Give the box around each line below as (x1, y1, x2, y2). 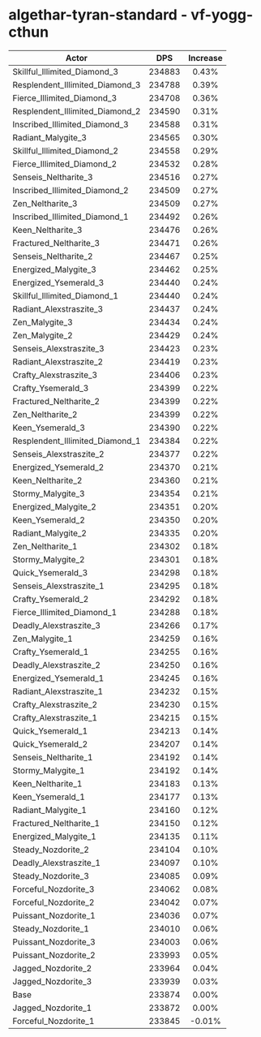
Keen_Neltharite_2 (12, 475, 83, 486)
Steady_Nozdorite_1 (12, 923, 89, 934)
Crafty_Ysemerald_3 (12, 382, 89, 394)
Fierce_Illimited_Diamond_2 (12, 158, 118, 170)
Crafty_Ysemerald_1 (12, 646, 89, 657)
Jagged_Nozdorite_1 (12, 1002, 92, 1013)
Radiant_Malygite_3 (12, 131, 88, 143)
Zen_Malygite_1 (12, 633, 73, 644)
